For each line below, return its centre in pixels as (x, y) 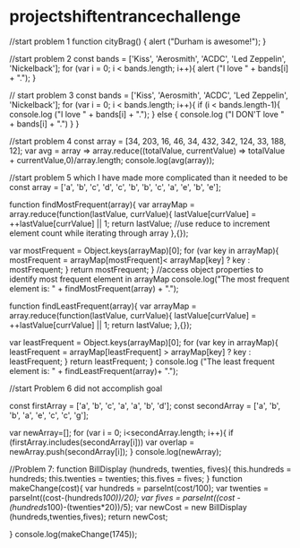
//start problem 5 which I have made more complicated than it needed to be (149, 178)
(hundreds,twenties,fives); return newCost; (89, 517)
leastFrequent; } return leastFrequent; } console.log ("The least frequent (142, 361)
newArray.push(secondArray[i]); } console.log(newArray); (116, 451)
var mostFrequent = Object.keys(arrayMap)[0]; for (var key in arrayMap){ (144, 250)
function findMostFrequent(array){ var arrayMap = (102, 204)
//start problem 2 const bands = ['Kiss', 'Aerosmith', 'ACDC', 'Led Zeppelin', (148, 58)
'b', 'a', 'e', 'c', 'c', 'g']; (49, 415)
